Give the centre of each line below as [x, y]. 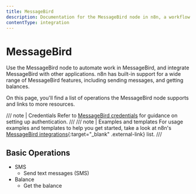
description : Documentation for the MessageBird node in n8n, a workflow [98, 17]
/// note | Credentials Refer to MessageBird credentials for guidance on [92, 116]
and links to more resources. [40, 104]
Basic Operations [38, 153]
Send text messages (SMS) [56, 173]
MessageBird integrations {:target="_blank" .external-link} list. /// [84, 134]
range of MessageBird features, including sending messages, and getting [95, 81]
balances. [18, 86]
